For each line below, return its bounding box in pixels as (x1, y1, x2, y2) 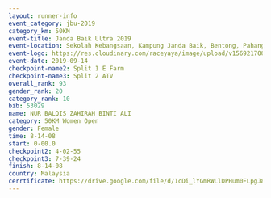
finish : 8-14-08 (8, 162, 63, 171)
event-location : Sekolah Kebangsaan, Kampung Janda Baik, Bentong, (8, 42, 240, 50)
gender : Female (8, 124, 60, 133)
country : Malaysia (8, 170, 70, 178)
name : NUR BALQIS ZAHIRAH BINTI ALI (8, 110, 131, 118)
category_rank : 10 (8, 95, 70, 103)
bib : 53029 (8, 102, 45, 110)
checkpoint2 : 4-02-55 (8, 147, 81, 155)
